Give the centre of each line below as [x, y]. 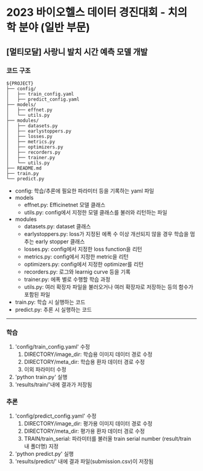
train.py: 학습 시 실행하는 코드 [50, 302]
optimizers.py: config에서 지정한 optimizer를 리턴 [84, 264]
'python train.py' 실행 [41, 377]
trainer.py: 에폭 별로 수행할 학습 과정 [67, 279]
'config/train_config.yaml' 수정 [53, 347]
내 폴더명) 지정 [41, 446]
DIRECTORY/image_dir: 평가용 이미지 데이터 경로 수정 [88, 424]
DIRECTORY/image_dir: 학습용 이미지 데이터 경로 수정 [88, 354]
